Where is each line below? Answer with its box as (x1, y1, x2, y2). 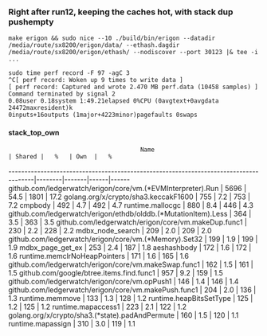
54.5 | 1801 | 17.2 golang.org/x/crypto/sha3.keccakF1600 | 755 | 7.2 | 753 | (8, 192, 251, 201)
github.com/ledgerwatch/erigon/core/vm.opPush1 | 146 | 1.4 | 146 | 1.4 (8, 276, 239, 286)
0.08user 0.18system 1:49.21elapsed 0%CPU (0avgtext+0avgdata (8, 97, 219, 105)
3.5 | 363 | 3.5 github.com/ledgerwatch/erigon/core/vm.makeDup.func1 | (8, 217, 247, 227)
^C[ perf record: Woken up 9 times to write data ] (8, 76, 183, 84)
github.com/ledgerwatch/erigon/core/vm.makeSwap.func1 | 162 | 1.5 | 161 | (8, 260, 253, 269)
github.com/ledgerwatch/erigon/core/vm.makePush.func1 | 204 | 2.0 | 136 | (8, 285, 257, 295)
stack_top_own (8, 127, 60, 137)
